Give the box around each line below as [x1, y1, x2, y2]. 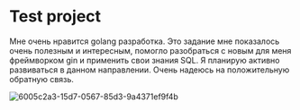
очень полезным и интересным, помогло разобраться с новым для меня [9, 45, 292, 55]
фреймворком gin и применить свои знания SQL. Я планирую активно [9, 55, 280, 65]
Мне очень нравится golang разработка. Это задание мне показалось [9, 36, 280, 47]
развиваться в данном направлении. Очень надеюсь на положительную [9, 64, 290, 75]
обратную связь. [9, 73, 75, 84]
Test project [9, 6, 102, 27]
